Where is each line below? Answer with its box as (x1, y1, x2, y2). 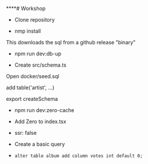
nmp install (14, 27, 41, 34)
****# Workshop (6, 5, 46, 12)
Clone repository (14, 16, 55, 23)
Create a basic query (14, 141, 65, 148)
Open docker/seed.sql (6, 73, 59, 79)
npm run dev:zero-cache (14, 107, 75, 113)
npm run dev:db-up (14, 50, 62, 57)
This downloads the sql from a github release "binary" (6, 39, 136, 46)
